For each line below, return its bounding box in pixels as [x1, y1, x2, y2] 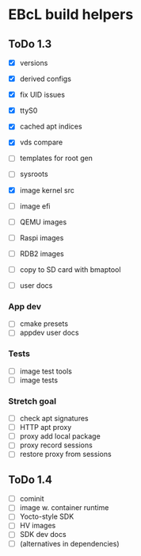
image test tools [19, 366, 73, 376]
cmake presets [19, 319, 69, 328]
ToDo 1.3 [8, 37, 52, 51]
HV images [19, 521, 56, 531]
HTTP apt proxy [19, 423, 72, 432]
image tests [19, 375, 58, 385]
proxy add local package [19, 431, 101, 441]
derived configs [19, 74, 71, 84]
